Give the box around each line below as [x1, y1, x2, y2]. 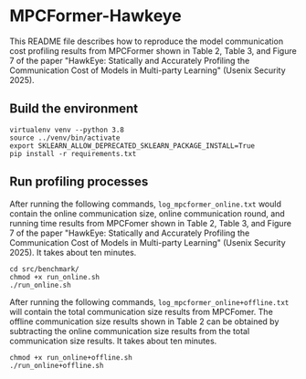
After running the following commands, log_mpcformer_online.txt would [9, 198, 281, 209]
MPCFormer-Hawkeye [9, 5, 182, 26]
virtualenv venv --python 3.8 [9, 125, 125, 134]
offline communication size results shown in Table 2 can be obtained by [9, 316, 280, 327]
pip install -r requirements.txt [9, 149, 137, 158]
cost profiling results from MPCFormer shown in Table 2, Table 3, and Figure [9, 45, 297, 56]
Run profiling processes [9, 174, 149, 190]
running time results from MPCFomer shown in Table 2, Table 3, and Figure [9, 217, 292, 228]
